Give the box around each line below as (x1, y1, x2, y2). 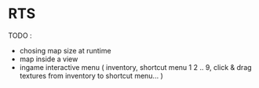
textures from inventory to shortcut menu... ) (19, 71, 163, 80)
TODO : (8, 31, 33, 40)
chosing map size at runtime (19, 46, 111, 55)
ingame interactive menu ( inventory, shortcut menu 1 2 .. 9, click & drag (19, 62, 253, 71)
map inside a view (19, 54, 78, 64)
